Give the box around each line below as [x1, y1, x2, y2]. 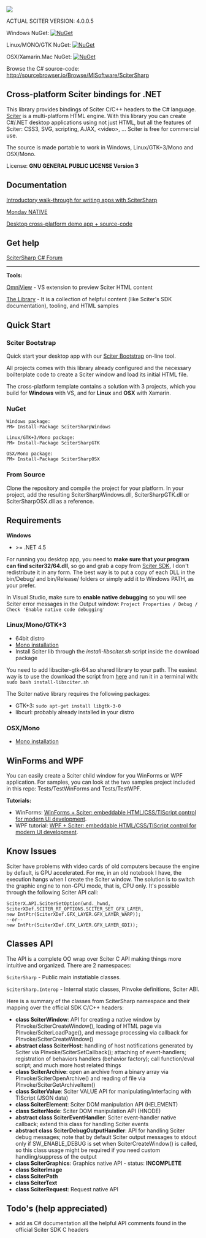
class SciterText [15, 1179, 58, 1186]
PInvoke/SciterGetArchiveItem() [15, 1081, 96, 1088]
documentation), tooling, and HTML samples [6, 302, 119, 310]
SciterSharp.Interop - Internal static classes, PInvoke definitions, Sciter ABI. [6, 985, 200, 993]
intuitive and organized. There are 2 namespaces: [6, 961, 132, 969]
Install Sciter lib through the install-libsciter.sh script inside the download [15, 647, 199, 655]
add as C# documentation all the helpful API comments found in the [15, 1220, 186, 1227]
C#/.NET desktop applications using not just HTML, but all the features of [6, 119, 191, 126]
